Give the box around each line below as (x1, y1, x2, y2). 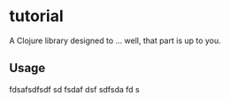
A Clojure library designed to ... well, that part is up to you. (9, 35, 221, 46)
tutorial (9, 6, 64, 26)
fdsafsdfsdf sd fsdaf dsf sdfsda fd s (9, 84, 140, 94)
